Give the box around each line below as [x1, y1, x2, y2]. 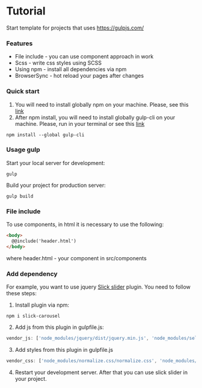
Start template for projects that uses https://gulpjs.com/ [6, 24, 144, 31]
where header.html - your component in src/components [6, 254, 147, 261]
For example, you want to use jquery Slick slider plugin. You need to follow [6, 283, 191, 290]
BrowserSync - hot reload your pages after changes [14, 72, 144, 80]
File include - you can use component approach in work [14, 53, 154, 60]
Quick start [6, 87, 40, 96]
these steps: [6, 290, 37, 297]
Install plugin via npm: [14, 301, 70, 308]
